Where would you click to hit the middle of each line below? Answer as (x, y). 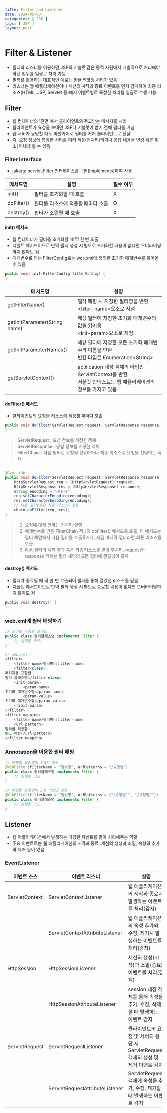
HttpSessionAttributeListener (82, 1004)
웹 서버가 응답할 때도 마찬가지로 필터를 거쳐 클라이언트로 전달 (71, 133)
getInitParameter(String (35, 322)
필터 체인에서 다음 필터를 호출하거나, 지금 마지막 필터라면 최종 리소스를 (93, 537)
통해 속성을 (151, 997)
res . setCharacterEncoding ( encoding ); (53, 501)
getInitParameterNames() (37, 350)
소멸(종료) (152, 965)
